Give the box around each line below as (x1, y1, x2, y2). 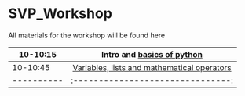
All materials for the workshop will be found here (8, 30, 166, 40)
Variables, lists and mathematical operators (72, 62, 232, 73)
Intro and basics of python (101, 48, 203, 59)
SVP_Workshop (8, 5, 112, 23)
